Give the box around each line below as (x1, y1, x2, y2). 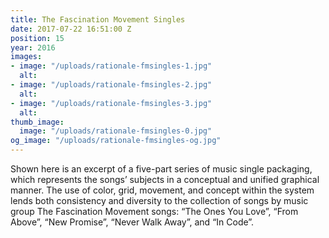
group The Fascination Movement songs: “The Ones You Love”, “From (10, 206, 299, 217)
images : (10, 52, 43, 62)
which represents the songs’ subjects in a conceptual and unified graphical (10, 174, 320, 185)
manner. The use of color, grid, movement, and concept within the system (10, 184, 315, 196)
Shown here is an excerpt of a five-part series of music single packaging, (10, 163, 313, 175)
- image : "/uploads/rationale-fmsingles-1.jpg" (10, 61, 213, 71)
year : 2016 (10, 42, 56, 53)
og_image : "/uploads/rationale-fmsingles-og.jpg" (10, 136, 222, 146)
